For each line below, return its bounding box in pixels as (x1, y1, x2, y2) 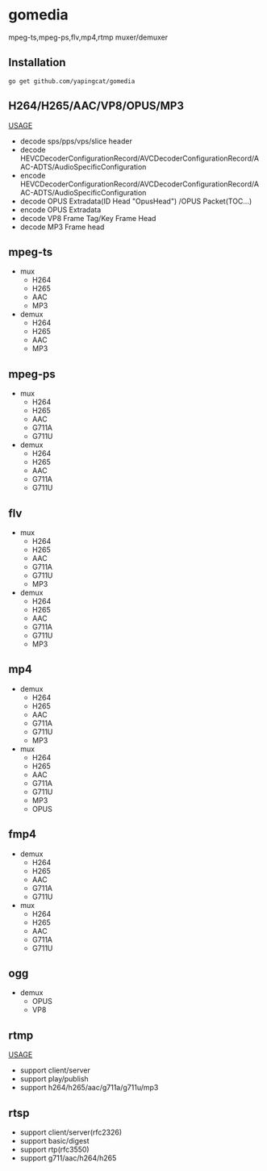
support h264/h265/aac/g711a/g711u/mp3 (19, 1083, 159, 1093)
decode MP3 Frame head (19, 222, 105, 232)
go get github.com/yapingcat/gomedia (8, 77, 136, 86)
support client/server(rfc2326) (19, 1127, 123, 1137)
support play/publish (19, 1074, 89, 1084)
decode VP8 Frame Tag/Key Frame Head (19, 213, 156, 223)
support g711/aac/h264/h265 (19, 1153, 117, 1163)
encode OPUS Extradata (19, 204, 102, 215)
